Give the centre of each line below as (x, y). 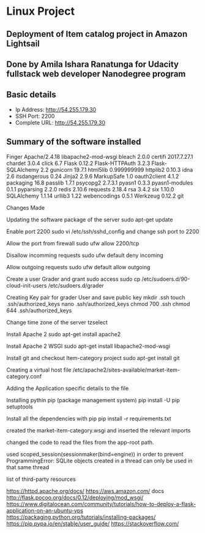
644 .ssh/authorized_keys (39, 310)
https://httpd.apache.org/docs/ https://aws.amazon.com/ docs (85, 491)
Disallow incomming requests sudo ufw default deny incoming (85, 255)
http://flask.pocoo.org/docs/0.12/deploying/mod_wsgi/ (75, 497)
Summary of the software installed (74, 142)
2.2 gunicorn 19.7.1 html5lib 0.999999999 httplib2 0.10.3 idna (117, 169)
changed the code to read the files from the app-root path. (80, 442)
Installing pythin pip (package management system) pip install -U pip (93, 400)
